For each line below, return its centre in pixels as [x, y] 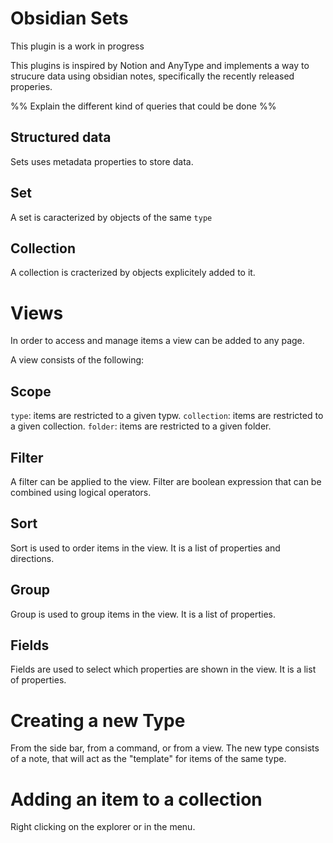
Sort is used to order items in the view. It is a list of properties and [145, 548]
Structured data [61, 137]
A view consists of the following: [77, 360]
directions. [32, 558]
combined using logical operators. [81, 492]
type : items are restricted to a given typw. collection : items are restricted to [167, 416]
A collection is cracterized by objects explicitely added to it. [133, 273]
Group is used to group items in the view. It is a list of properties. [143, 614]
